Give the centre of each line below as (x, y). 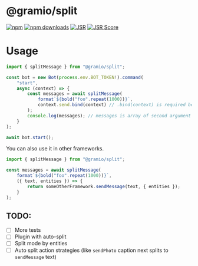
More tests (28, 230)
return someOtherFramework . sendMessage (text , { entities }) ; (104, 186)
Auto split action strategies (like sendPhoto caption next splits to (92, 250)
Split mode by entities (41, 244)
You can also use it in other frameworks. (55, 149)
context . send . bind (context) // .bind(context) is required (111, 105)
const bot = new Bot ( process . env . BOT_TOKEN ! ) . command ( (75, 77)
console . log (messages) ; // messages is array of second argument (109, 116)
